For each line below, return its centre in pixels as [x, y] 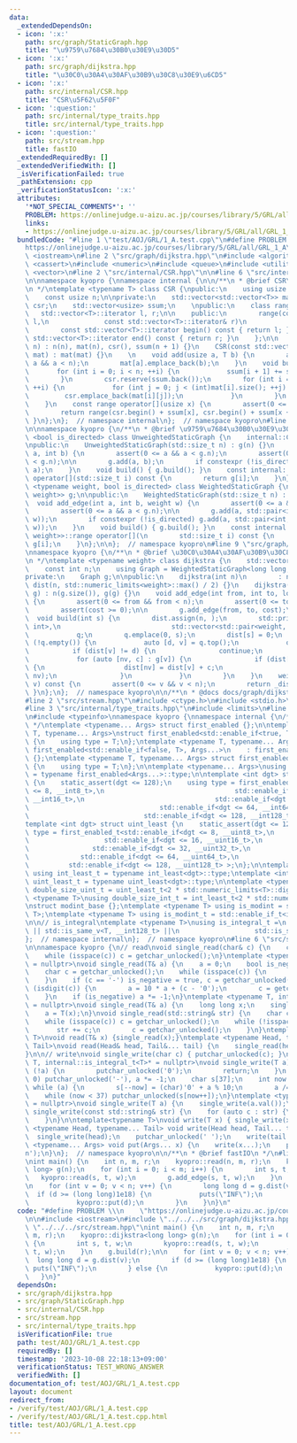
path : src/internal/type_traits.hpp [93, 116]
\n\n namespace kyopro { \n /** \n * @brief [100, 429]
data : [19, 17]
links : [37, 223]
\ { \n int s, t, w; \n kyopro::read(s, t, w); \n [142, 1244]
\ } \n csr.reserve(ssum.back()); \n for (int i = [158, 380]
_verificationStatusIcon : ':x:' [77, 190]
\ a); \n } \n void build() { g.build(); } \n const [136, 470]
